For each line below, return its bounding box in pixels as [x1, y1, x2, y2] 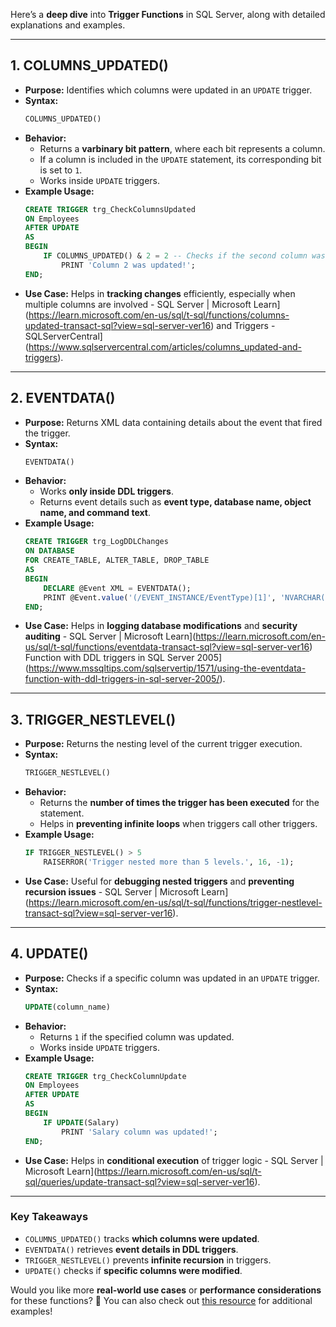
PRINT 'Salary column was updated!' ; [61, 1127, 218, 1137]
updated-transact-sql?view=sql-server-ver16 [24, 319, 212, 331]
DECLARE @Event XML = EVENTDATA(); [43, 583, 192, 593]
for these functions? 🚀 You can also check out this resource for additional [10, 1294, 313, 1306]
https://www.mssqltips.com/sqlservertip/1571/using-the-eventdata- [28, 662, 307, 674]
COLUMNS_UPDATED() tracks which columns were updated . [24, 1232, 260, 1244]
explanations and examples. [10, 19, 126, 31]
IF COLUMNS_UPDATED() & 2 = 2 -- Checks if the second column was [43, 251, 326, 261]
